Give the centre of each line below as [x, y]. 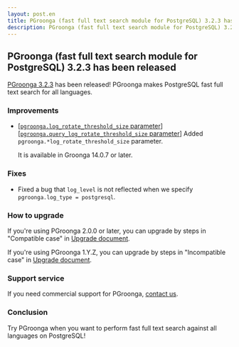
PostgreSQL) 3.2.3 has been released [92, 67]
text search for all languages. [50, 92]
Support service [36, 278]
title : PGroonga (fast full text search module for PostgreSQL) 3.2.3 [114, 21]
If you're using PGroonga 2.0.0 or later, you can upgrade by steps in [107, 231]
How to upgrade [36, 215]
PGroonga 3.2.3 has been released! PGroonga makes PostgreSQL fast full [115, 85]
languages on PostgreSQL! [47, 336]
